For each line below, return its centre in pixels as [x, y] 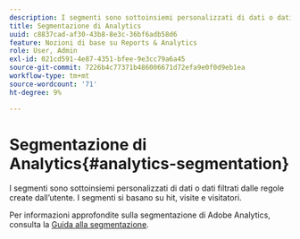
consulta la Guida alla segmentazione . [79, 225]
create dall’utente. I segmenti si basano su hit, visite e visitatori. [126, 198]
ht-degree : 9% [36, 92]
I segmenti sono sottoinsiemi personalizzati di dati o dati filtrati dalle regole [146, 188]
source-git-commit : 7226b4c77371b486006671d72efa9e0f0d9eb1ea [127, 68]
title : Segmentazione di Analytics [75, 26]
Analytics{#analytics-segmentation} [150, 163]
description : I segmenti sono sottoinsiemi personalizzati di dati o [142, 17]
